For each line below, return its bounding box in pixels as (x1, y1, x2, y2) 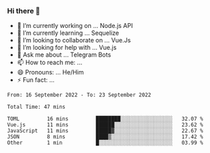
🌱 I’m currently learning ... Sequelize (16, 29, 120, 37)
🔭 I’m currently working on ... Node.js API (16, 22, 133, 30)
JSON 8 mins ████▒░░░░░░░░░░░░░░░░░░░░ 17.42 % (7, 133, 204, 141)
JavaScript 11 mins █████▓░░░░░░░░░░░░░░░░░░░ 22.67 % (7, 128, 204, 135)
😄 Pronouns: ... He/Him (16, 68, 84, 76)
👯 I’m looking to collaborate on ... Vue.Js (16, 36, 131, 44)
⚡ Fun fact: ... (16, 76, 55, 84)
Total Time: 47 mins (7, 104, 66, 111)
